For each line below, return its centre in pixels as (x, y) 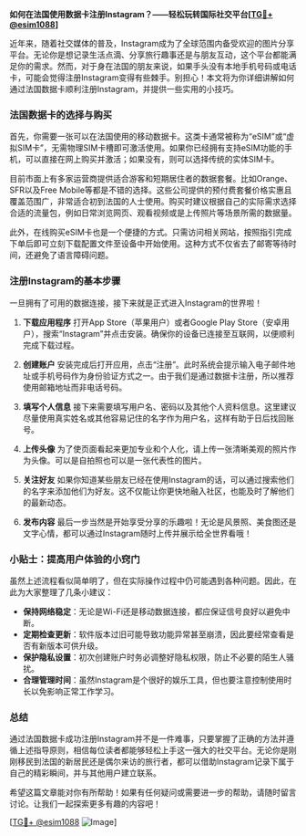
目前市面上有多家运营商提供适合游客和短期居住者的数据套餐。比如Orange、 (151, 179)
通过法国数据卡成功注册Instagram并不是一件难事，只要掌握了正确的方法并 (148, 739)
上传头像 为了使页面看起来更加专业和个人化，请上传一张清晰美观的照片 (155, 449)
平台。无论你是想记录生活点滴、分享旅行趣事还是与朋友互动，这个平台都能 (149, 55)
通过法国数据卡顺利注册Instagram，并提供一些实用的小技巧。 (124, 89)
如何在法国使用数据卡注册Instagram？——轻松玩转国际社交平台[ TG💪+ (141, 14)
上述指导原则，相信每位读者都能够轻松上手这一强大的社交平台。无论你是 (153, 750)
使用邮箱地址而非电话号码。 (75, 387)
